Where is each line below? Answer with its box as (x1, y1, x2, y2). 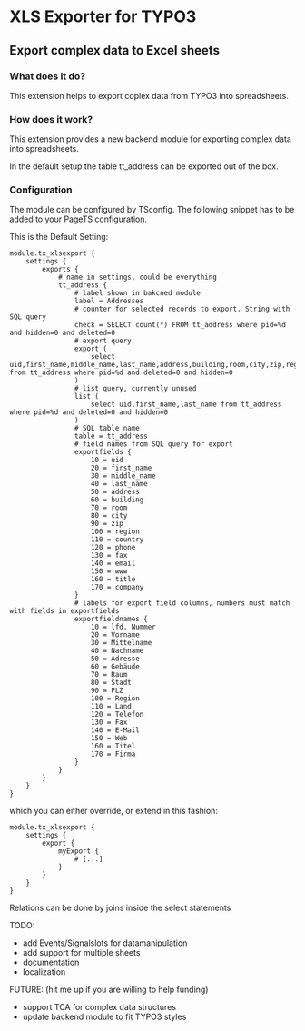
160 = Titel (90, 742, 136, 751)
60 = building (90, 495, 144, 505)
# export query (74, 336, 132, 346)
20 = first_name (90, 463, 152, 473)
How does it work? (9, 113, 93, 125)
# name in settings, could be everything (57, 273, 218, 283)
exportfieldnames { (74, 615, 148, 624)
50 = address (90, 488, 141, 497)
